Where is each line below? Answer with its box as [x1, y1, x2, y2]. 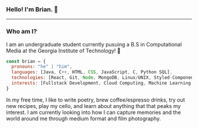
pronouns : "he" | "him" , [11, 64, 72, 70]
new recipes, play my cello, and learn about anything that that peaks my [6, 102, 181, 109]
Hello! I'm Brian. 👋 [6, 5, 58, 14]
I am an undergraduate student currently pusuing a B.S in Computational [6, 41, 182, 48]
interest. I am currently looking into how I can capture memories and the [6, 109, 181, 116]
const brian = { [6, 58, 46, 64]
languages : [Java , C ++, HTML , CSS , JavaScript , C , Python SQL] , [11, 69, 173, 75]
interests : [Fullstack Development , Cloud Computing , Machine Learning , [11, 80, 194, 86]
